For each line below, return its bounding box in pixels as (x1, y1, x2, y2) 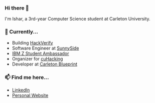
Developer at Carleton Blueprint (12, 61, 78, 67)
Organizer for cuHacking (12, 55, 63, 61)
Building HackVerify (12, 39, 53, 45)
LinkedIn (12, 87, 30, 93)
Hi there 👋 (5, 4, 30, 11)
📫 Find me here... (5, 73, 49, 80)
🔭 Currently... (5, 28, 39, 35)
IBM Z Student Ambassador (12, 50, 69, 56)
